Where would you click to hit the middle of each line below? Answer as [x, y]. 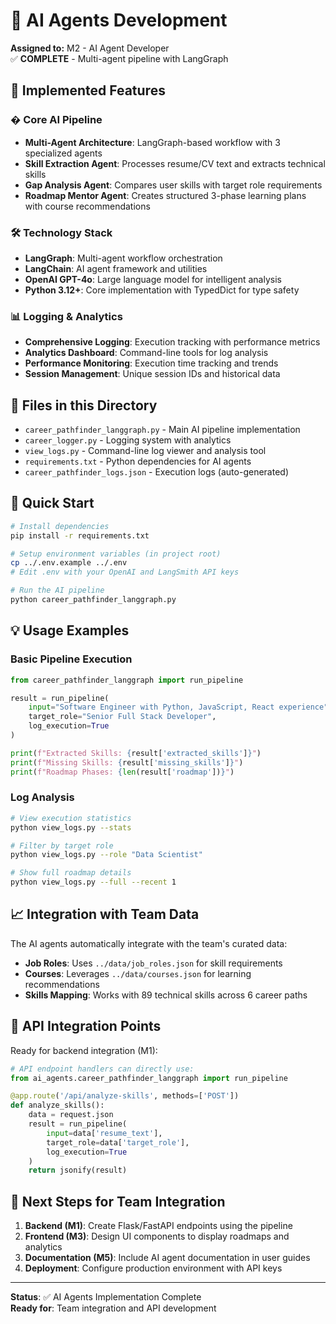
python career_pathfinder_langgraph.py [93, 600]
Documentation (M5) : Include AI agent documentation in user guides [167, 1258]
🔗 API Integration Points [86, 1026]
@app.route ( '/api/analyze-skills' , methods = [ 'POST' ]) [125, 1096]
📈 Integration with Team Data [105, 914]
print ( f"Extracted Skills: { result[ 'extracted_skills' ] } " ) [136, 753]
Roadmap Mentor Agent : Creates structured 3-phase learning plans [165, 195]
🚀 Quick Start [52, 503]
